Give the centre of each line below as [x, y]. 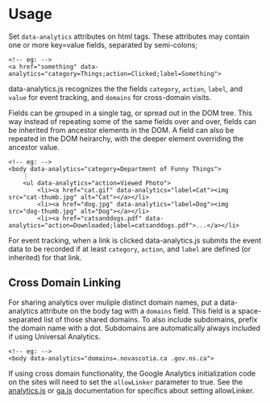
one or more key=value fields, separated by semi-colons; [103, 44]
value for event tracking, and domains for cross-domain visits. [110, 97]
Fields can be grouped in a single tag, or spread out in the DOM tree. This [130, 113]
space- [249, 310]
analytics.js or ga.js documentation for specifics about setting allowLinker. [131, 390]
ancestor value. [34, 147]
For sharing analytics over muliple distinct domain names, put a [113, 302]
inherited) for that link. [45, 257]
